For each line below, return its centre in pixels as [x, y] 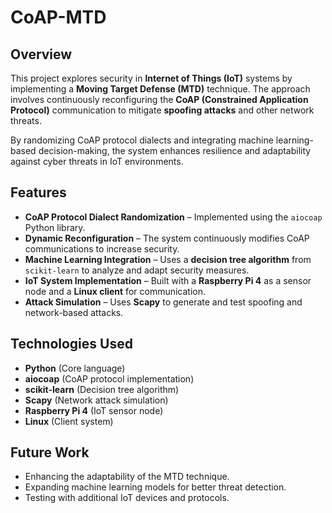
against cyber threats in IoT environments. [97, 161]
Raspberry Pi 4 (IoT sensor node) [94, 410]
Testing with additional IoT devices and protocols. [127, 498]
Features [38, 192]
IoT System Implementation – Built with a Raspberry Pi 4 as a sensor [168, 280]
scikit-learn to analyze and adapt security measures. [137, 270]
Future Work [50, 452]
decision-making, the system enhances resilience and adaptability [175, 150]
